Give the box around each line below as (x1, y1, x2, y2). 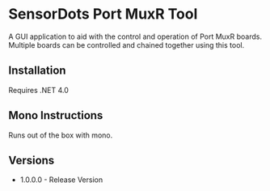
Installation (8, 64, 66, 78)
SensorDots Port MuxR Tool (8, 5, 198, 23)
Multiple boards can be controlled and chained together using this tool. (8, 40, 245, 49)
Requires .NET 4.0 (8, 85, 69, 95)
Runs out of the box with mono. (8, 130, 113, 140)
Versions (8, 153, 55, 167)
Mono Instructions (8, 108, 103, 122)
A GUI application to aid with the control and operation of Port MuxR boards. (8, 32, 263, 41)
